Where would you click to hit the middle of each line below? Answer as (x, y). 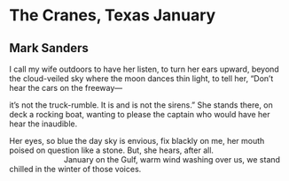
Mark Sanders (49, 48)
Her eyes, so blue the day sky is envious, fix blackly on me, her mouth (137, 141)
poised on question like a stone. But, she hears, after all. (112, 150)
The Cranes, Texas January (113, 15)
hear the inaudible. (43, 124)
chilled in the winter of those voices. (75, 169)
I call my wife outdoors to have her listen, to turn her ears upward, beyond (144, 69)
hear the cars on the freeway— (66, 88)
